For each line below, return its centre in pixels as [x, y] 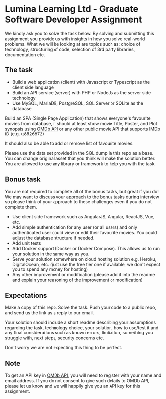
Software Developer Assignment [74, 20]
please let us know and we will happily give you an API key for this [73, 386]
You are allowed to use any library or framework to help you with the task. [81, 164]
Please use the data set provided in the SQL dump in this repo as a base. [79, 153]
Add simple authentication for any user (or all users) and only [75, 227]
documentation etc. [25, 54]
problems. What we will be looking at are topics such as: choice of [73, 44]
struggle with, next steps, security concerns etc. [55, 338]
